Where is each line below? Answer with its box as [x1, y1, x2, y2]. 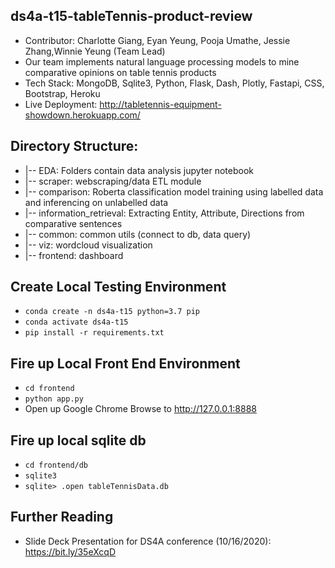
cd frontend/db [24, 460, 89, 471]
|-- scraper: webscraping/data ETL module [24, 175, 202, 187]
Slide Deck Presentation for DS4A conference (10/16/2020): [24, 535, 272, 547]
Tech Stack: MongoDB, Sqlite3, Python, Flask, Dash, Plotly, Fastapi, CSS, [24, 77, 325, 89]
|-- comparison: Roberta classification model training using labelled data [24, 185, 324, 198]
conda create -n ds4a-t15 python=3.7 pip [24, 307, 200, 317]
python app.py [24, 394, 84, 404]
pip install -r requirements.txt [24, 328, 165, 338]
